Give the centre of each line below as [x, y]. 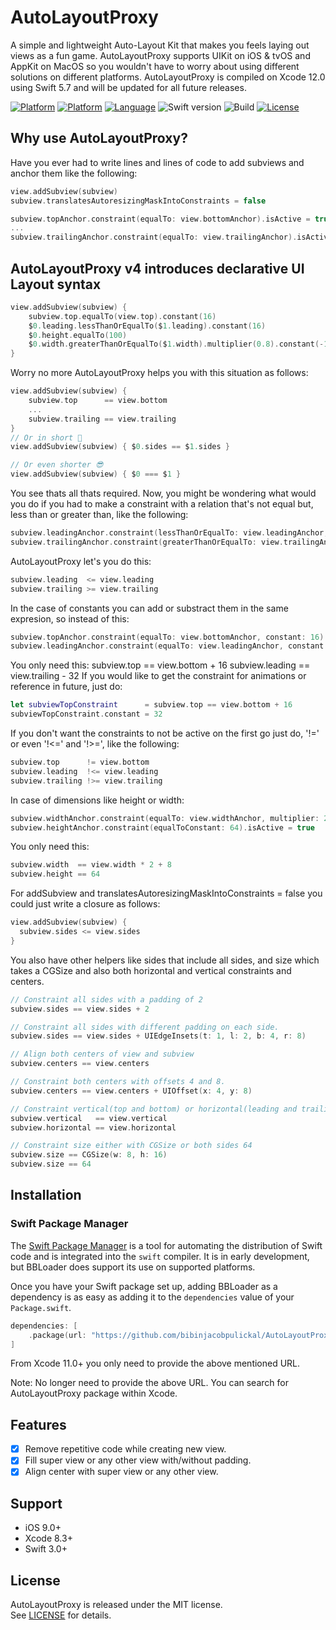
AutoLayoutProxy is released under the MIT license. [116, 1604]
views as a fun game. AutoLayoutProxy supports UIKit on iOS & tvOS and [160, 55]
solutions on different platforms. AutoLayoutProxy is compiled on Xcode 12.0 [168, 77]
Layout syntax [56, 284]
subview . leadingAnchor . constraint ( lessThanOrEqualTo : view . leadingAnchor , [169, 533]
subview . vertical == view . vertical [89, 1118]
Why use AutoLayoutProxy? [99, 138]
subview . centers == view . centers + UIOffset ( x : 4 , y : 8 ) [131, 1091]
